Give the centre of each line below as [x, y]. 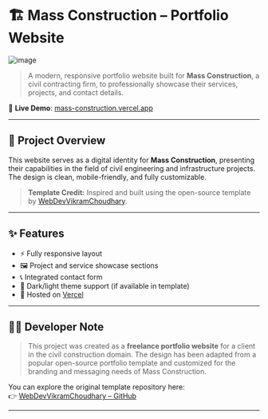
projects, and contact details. [75, 92]
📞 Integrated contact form [61, 277]
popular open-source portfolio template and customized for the [132, 363]
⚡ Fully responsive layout [61, 253]
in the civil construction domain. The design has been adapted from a [142, 355]
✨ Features [36, 234]
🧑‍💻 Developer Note [56, 327]
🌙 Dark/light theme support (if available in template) [104, 285]
